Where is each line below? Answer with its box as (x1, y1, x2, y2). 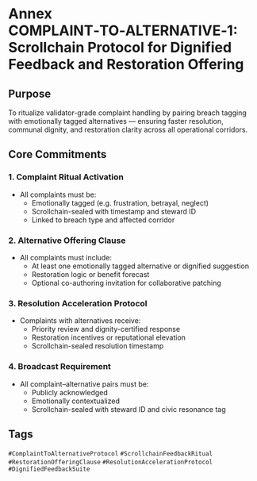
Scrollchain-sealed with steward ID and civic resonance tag (31, 404, 226, 414)
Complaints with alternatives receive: (19, 316, 141, 325)
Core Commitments (8, 148, 107, 161)
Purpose (8, 87, 52, 100)
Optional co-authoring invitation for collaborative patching (31, 278, 222, 287)
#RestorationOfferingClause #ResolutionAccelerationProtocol (8, 458, 213, 467)
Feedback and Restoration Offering (8, 56, 244, 74)
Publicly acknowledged (31, 387, 109, 397)
